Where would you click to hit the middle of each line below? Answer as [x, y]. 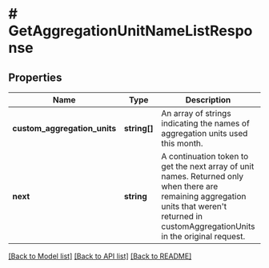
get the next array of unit [208, 166]
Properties [35, 77]
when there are [190, 186]
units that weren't [194, 206]
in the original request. [203, 236]
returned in [182, 216]
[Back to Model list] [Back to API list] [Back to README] [100, 256]
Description [208, 100]
